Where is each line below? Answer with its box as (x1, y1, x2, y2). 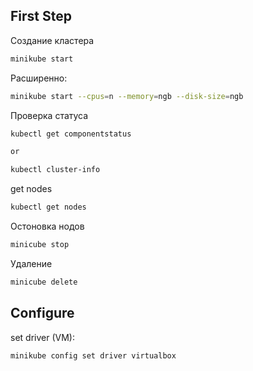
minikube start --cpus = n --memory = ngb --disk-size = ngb (10, 91, 244, 101)
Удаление (10, 257, 53, 269)
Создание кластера (10, 34, 95, 46)
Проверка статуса (10, 109, 89, 121)
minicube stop (10, 240, 70, 250)
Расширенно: (10, 72, 68, 84)
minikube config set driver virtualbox (10, 350, 177, 361)
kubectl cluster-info (10, 165, 101, 175)
